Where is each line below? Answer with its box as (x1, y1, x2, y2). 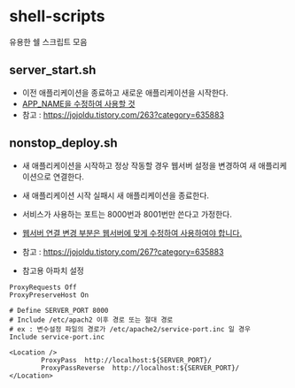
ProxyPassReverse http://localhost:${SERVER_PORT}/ (41, 363, 240, 372)
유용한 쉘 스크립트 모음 (9, 36, 88, 47)
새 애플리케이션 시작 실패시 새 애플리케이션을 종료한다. (21, 190, 210, 201)
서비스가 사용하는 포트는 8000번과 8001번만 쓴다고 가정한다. (21, 209, 232, 219)
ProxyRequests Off (9, 283, 77, 292)
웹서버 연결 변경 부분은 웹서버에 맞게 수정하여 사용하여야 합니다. (21, 227, 242, 238)
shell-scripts (9, 6, 105, 27)
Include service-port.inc (9, 332, 105, 341)
